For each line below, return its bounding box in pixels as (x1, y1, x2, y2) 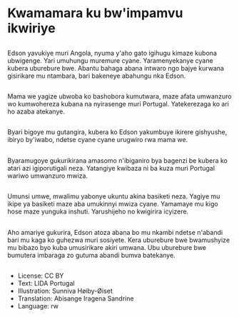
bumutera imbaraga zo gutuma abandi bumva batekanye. (7, 251, 176, 259)
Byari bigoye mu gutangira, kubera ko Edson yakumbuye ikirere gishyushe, (7, 128, 228, 136)
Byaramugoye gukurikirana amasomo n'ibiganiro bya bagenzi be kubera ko (7, 156, 228, 165)
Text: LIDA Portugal (17, 278, 75, 287)
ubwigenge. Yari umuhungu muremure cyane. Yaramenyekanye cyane (7, 56, 213, 65)
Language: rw (17, 301, 59, 310)
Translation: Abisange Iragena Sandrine (17, 294, 134, 303)
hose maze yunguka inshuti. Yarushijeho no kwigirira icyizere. (7, 207, 189, 216)
